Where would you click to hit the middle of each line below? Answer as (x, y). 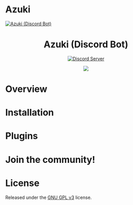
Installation (30, 113)
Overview (26, 89)
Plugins (22, 136)
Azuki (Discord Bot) (86, 44)
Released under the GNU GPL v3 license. (49, 197)
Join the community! (50, 160)
